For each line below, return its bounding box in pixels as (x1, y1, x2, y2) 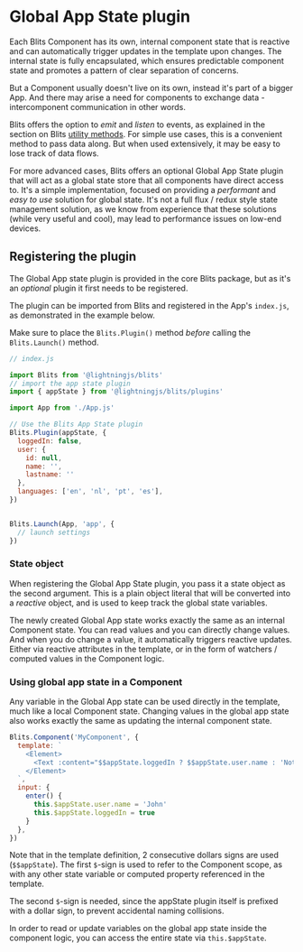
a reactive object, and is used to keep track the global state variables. (9, 597, 268, 608)
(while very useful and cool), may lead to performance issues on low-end (9, 213, 282, 224)
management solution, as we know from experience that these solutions (9, 203, 277, 214)
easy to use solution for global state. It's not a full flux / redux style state (9, 194, 278, 205)
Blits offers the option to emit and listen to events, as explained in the (9, 119, 266, 130)
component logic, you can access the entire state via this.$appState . (9, 932, 268, 944)
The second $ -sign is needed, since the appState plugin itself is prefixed (9, 896, 279, 907)
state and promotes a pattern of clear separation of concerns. (9, 65, 239, 76)
